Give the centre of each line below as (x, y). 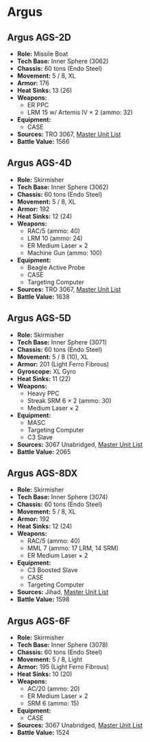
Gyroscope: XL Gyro (47, 371)
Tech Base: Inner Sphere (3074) (62, 497)
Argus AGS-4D (39, 163)
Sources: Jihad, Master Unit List (63, 592)
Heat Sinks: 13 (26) (45, 90)
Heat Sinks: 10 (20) (45, 674)
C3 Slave (40, 437)
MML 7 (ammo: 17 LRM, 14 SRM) (73, 548)
